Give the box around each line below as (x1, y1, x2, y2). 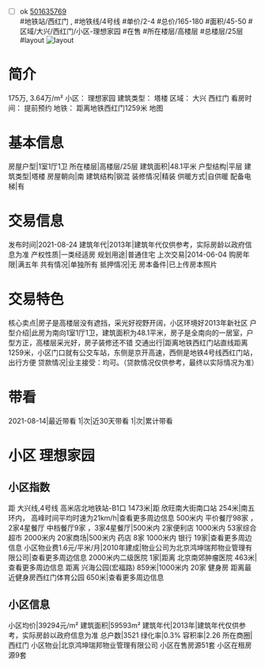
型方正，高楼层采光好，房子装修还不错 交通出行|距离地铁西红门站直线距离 (8, 337, 248, 347)
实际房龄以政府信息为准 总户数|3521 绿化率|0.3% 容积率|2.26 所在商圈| (21, 630, 253, 640)
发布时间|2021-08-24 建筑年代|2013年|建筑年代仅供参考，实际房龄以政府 (8, 239, 245, 249)
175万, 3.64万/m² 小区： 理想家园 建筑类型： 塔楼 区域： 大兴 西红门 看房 (8, 93, 245, 102)
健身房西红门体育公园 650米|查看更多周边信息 (14, 572, 165, 581)
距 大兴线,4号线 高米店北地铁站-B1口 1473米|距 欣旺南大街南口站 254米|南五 (8, 503, 256, 513)
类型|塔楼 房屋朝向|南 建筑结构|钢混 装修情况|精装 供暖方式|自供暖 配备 (14, 171, 244, 181)
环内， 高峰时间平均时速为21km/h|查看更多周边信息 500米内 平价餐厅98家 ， (8, 513, 258, 522)
